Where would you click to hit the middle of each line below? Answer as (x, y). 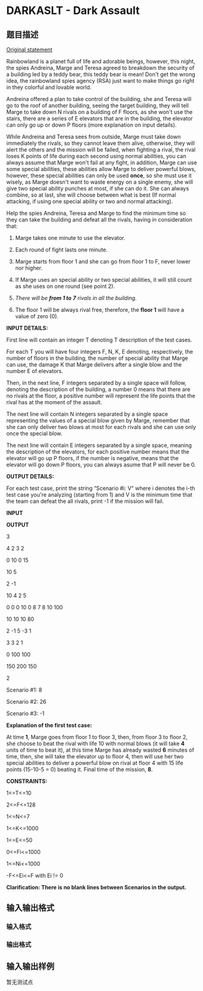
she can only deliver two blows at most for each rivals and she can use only (101, 427)
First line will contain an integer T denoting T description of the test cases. (99, 340)
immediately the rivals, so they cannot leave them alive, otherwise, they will (101, 143)
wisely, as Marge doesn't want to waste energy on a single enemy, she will (100, 182)
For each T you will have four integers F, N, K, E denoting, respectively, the (100, 352)
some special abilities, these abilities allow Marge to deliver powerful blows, (101, 169)
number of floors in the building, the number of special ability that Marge (97, 358)
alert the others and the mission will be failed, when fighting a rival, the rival (101, 149)
